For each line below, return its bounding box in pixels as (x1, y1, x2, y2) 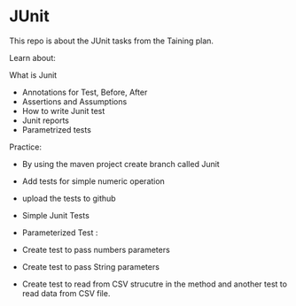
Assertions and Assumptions (21, 96, 128, 107)
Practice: (9, 142, 43, 152)
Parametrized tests (21, 124, 91, 134)
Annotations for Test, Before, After (21, 87, 148, 97)
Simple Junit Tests (21, 210, 90, 220)
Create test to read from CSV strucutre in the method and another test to (21, 279, 288, 289)
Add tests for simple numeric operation (21, 175, 166, 187)
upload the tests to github (21, 193, 117, 203)
